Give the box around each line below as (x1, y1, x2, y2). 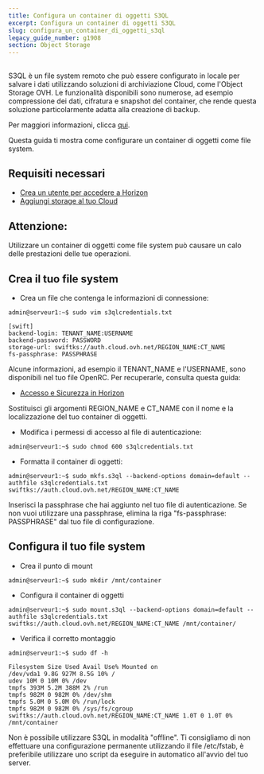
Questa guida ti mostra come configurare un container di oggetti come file (8, 135, 252, 145)
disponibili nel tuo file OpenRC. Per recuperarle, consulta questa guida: (8, 372, 241, 382)
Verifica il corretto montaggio (19, 633, 116, 643)
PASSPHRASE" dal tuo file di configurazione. (8, 516, 155, 526)
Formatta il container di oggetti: (19, 457, 123, 466)
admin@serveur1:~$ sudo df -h (8, 649, 109, 657)
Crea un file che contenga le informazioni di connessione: (19, 293, 209, 302)
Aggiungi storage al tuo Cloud (19, 196, 118, 206)
